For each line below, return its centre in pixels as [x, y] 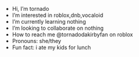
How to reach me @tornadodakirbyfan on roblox [73, 35]
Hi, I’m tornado [31, 9]
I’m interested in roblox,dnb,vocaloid [58, 15]
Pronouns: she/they [37, 41]
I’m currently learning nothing [49, 22]
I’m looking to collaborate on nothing [58, 28]
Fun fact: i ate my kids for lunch [51, 47]
